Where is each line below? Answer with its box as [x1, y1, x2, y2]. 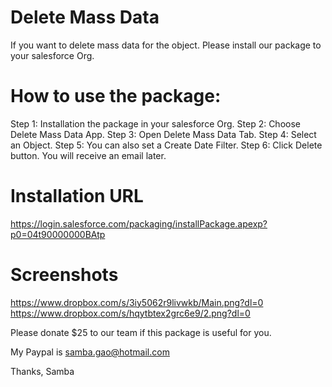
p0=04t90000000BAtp [10, 228, 106, 240]
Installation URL [10, 185, 144, 208]
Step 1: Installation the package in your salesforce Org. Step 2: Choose [10, 117, 301, 130]
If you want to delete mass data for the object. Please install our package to [10, 39, 322, 51]
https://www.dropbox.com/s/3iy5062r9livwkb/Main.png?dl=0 [10, 296, 264, 308]
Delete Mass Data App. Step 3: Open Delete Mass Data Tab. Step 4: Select [10, 128, 317, 140]
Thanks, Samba [10, 365, 75, 377]
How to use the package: [10, 85, 222, 108]
